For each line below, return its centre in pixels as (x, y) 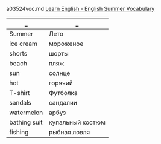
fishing (19, 132)
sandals (20, 103)
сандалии (63, 103)
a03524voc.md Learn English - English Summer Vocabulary (80, 9)
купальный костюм (77, 122)
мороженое (66, 44)
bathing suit (26, 122)
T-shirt (20, 93)
